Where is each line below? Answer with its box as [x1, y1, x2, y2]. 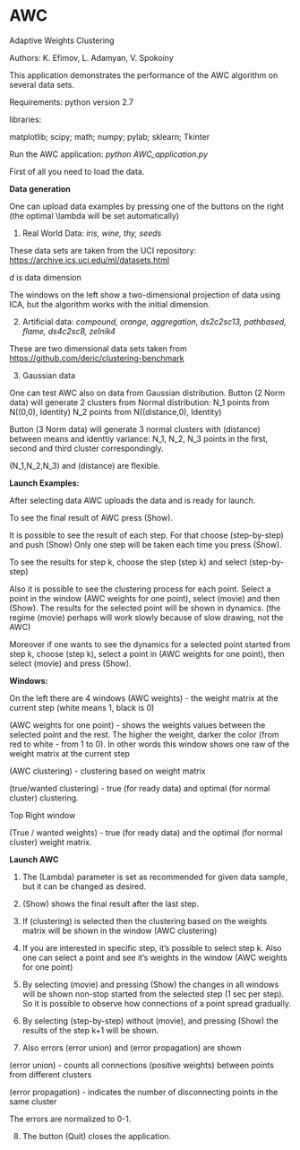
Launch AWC [9, 853, 59, 865]
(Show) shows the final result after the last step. [21, 898, 200, 909]
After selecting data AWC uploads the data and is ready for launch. [9, 495, 256, 506]
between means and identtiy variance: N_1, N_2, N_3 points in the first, [9, 433, 269, 444]
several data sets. [9, 79, 74, 90]
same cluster [9, 1095, 57, 1107]
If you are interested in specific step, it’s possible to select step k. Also [21, 942, 282, 953]
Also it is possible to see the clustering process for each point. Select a [9, 584, 271, 594]
